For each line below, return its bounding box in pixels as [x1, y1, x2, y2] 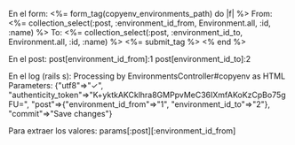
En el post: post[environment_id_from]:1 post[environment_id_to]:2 [8, 54, 251, 64]
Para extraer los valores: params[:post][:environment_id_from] [8, 126, 236, 136]
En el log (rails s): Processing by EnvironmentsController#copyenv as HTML [8, 71, 286, 81]
